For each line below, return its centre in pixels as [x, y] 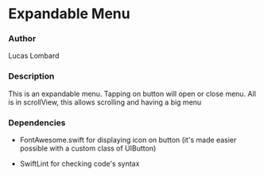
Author [22, 39]
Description [31, 76]
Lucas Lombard [34, 55]
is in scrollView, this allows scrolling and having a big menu [105, 102]
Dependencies [37, 122]
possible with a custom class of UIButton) [88, 148]
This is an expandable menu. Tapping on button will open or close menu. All [132, 94]
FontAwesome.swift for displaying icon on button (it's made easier [128, 140]
